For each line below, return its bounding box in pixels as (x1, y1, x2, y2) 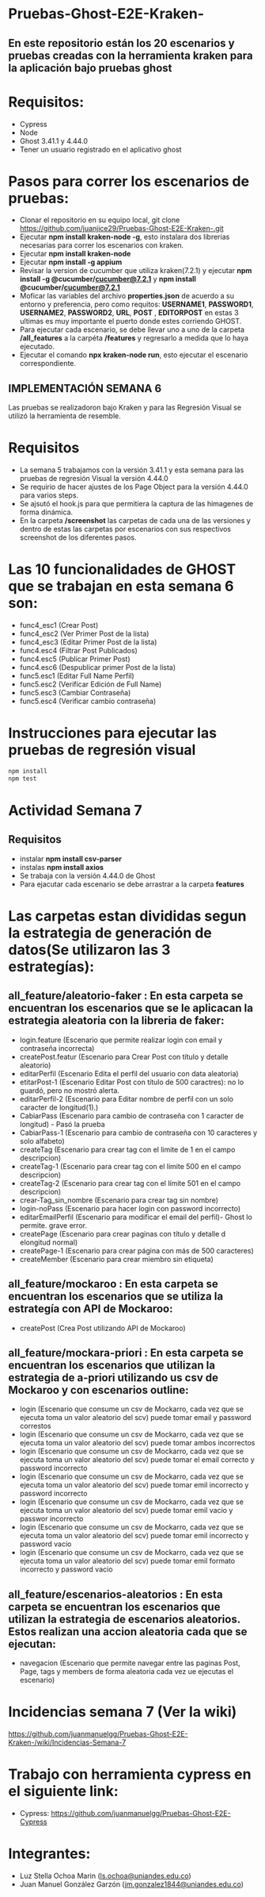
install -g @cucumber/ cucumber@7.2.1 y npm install (19, 275, 196, 284)
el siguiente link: (8, 1783, 119, 1800)
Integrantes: (8, 1845, 91, 1863)
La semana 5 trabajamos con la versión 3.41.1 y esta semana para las (19, 465, 244, 475)
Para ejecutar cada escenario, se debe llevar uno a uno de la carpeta (19, 325, 245, 334)
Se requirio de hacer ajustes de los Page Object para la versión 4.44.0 (19, 482, 249, 492)
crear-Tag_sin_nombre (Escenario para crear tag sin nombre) (19, 1195, 219, 1205)
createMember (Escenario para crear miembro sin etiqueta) (19, 1254, 214, 1264)
